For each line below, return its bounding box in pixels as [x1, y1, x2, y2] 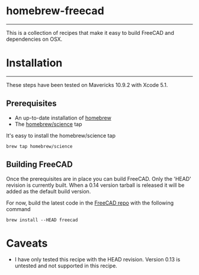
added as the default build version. [6, 187, 91, 195]
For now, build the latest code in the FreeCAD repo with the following [6, 199, 174, 206]
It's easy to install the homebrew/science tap [6, 132, 115, 139]
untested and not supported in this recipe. [14, 262, 117, 270]
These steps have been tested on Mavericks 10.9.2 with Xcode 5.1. [6, 81, 168, 88]
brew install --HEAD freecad [6, 217, 78, 223]
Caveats [6, 237, 48, 250]
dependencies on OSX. [6, 35, 63, 43]
